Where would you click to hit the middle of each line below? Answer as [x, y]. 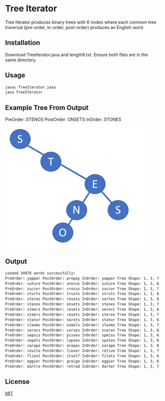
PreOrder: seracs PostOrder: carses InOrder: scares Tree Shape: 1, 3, [80, 330]
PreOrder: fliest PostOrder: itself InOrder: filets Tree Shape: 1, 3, [80, 356]
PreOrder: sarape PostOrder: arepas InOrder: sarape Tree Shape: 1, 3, [80, 346]
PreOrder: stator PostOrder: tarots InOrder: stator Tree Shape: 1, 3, [80, 320]
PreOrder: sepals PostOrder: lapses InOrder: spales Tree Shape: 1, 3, [80, 341]
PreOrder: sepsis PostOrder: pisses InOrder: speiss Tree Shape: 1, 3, [80, 335]
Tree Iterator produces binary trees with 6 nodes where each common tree [81, 22]
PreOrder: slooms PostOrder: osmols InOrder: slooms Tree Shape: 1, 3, [80, 325]
